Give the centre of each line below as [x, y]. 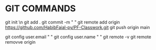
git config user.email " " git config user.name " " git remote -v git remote [78, 37]
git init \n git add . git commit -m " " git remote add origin [62, 22]
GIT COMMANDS [41, 9]
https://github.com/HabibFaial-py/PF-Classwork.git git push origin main [78, 27]
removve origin [20, 42]
